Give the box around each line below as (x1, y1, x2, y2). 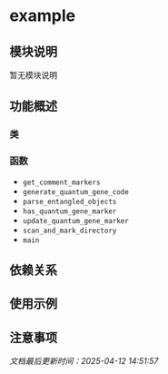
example (9, 5, 76, 26)
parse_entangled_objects (22, 197, 117, 206)
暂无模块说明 (9, 70, 57, 80)
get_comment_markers (22, 178, 101, 187)
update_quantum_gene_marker (22, 216, 129, 225)
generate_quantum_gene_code (22, 187, 129, 196)
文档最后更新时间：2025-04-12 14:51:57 (9, 356, 159, 367)
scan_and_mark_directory (22, 226, 117, 235)
